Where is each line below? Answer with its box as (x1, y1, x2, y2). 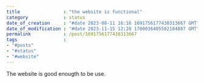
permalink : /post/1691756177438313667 (6, 31, 137, 37)
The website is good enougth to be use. (6, 70, 106, 77)
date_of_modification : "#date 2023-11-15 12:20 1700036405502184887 (6, 25, 186, 32)
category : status (6, 14, 86, 20)
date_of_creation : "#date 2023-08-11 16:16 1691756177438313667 (6, 20, 186, 26)
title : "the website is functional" (6, 8, 143, 15)
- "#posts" (6, 43, 34, 49)
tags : (6, 37, 67, 43)
